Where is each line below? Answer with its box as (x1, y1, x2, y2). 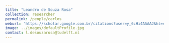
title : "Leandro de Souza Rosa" (5, 7, 73, 12)
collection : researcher (5, 12, 55, 17)
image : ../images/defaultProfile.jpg (5, 26, 84, 31)
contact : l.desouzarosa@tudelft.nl (5, 30, 80, 35)
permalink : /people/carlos (5, 16, 62, 21)
